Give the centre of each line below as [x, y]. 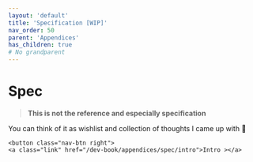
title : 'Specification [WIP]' [58, 23]
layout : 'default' [38, 15]
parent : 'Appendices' [44, 38]
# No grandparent [37, 52]
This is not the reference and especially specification [117, 113]
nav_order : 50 [32, 30]
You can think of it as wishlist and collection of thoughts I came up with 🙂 [127, 128]
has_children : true [40, 45]
